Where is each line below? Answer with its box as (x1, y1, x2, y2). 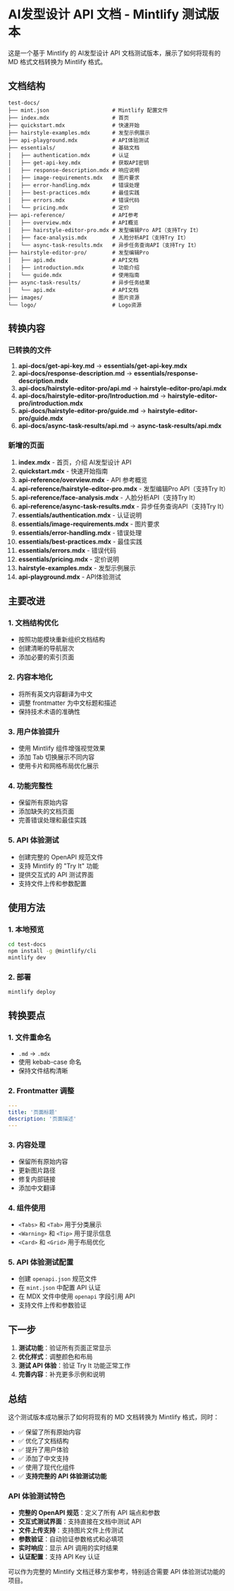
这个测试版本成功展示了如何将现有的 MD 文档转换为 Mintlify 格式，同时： (8, 1413, 220, 1421)
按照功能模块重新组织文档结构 (18, 635, 105, 644)
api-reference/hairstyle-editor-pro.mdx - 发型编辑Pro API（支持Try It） (18, 484, 230, 493)
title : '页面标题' (8, 1108, 58, 1116)
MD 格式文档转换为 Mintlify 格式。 (8, 57, 107, 66)
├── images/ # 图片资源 (8, 294, 140, 301)
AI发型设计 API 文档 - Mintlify (8, 6, 179, 23)
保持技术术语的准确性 (18, 707, 80, 715)
